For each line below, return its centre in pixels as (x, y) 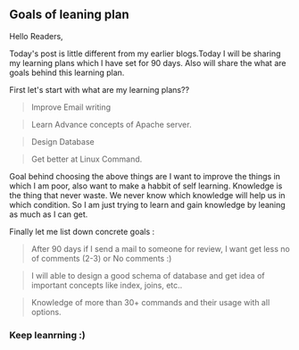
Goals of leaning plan (69, 15)
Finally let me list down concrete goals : (82, 231)
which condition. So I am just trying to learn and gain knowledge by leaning (147, 204)
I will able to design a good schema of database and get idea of (148, 275)
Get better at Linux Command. (87, 159)
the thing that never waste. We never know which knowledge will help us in (147, 195)
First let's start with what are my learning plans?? (100, 89)
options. (46, 312)
